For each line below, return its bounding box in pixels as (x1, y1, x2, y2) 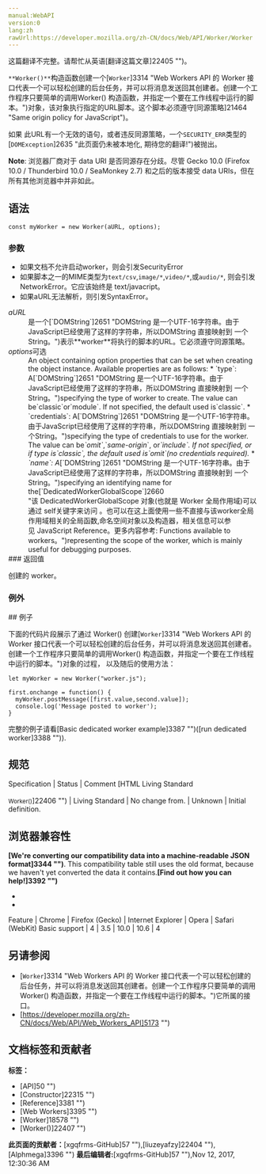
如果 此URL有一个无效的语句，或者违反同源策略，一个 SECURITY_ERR (8, 130, 226, 139)
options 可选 (8, 347, 47, 356)
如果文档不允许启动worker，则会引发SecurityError (19, 262, 184, 272)
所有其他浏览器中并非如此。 (8, 176, 99, 186)
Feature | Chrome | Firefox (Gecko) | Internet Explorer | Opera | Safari (8, 915, 234, 925)
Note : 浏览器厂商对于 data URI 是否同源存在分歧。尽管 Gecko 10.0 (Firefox (8, 156, 250, 166)
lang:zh (8, 26, 34, 34)
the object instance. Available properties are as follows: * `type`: (28, 364, 237, 374)
